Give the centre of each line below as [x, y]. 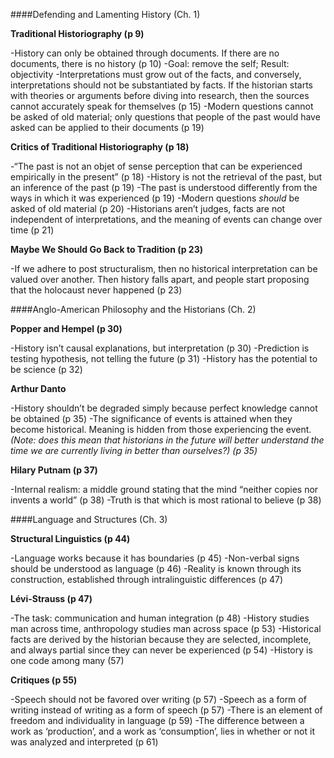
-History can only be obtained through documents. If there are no [145, 53]
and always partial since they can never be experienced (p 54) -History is [161, 650]
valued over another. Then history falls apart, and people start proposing [160, 279]
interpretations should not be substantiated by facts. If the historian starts [162, 85]
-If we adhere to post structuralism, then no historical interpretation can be [164, 268]
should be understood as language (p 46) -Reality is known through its [156, 568]
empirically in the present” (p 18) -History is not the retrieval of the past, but [166, 177]
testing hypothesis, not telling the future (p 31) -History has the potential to [164, 358]
